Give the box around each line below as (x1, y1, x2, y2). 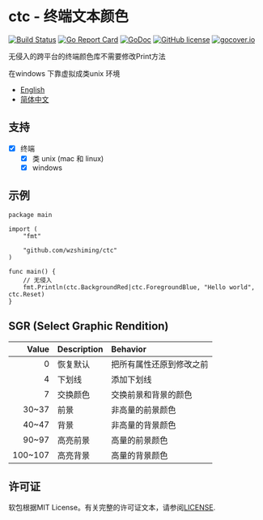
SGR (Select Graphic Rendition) (8, 319, 169, 333)
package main (8, 211, 53, 219)
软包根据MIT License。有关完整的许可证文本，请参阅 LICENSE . (8, 503, 216, 513)
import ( (8, 224, 38, 233)
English (19, 84, 45, 94)
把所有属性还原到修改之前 (111, 358, 209, 369)
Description (57, 343, 104, 355)
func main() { (8, 267, 57, 275)
